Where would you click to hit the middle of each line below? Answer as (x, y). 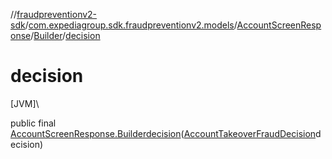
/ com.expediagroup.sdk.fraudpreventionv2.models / (131, 25)
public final (33, 123)
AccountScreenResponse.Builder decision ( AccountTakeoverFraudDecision (163, 133)
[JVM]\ (25, 103)
